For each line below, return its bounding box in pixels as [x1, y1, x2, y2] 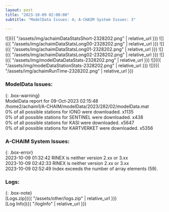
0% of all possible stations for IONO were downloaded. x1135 [5, 108, 134, 115]
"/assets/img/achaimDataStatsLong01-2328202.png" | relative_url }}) [12, 46, 158, 53]
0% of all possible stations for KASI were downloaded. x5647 [5, 120, 134, 126]
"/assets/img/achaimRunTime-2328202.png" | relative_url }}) [5, 68, 134, 74]
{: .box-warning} [5, 92, 40, 99]
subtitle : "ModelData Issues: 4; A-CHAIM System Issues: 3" [5, 17, 136, 22]
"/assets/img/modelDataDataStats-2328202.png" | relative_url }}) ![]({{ [12, 57, 161, 63]
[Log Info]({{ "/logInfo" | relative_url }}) [5, 201, 87, 207]
